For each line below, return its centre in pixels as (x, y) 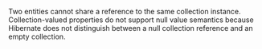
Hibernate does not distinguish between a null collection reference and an (131, 28)
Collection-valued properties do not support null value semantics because (131, 20)
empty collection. (37, 36)
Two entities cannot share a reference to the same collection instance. (125, 11)
